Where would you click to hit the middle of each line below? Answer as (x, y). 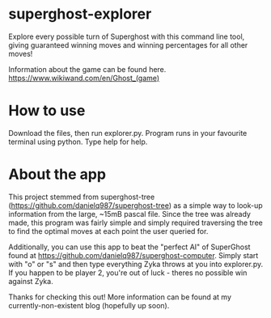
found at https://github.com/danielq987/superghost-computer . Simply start (133, 255)
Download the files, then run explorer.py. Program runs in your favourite (128, 133)
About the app (57, 174)
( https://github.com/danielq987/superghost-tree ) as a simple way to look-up (135, 205)
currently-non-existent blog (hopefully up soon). (89, 305)
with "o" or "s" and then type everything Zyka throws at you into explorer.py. (136, 264)
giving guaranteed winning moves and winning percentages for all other (128, 45)
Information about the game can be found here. (87, 69)
